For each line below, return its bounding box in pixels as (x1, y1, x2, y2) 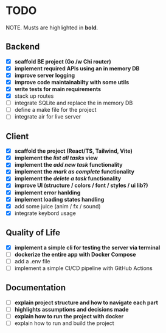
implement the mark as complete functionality (14, 168, 135, 175)
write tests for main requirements (14, 86, 102, 92)
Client (5, 131, 29, 141)
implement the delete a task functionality (14, 175, 122, 182)
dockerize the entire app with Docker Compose (14, 251, 136, 258)
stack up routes (14, 92, 54, 100)
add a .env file (14, 257, 50, 265)
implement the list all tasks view (14, 154, 98, 162)
